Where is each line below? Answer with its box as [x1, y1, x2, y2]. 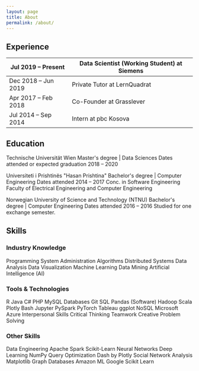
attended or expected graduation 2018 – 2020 [6, 161, 118, 167]
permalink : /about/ [6, 20, 54, 26]
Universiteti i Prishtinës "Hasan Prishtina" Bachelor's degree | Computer [6, 172, 182, 179]
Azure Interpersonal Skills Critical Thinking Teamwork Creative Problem [6, 310, 181, 318]
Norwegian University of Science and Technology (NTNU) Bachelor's [6, 196, 175, 203]
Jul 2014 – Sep [9, 111, 52, 119]
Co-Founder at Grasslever [72, 97, 146, 106]
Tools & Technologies [6, 284, 69, 293]
